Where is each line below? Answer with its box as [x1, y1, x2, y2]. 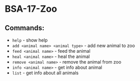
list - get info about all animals [12, 70, 79, 76]
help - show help [12, 37, 48, 43]
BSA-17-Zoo [5, 3, 57, 15]
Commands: [5, 24, 45, 32]
